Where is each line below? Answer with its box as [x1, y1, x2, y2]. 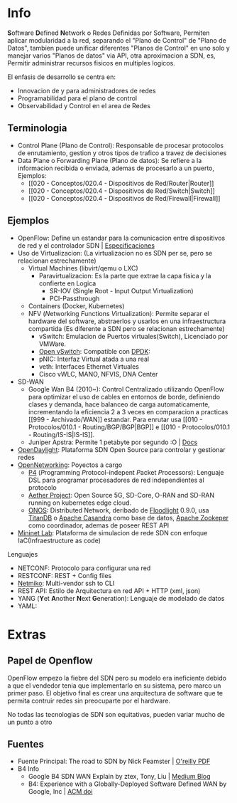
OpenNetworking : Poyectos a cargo [17, 461, 123, 469]
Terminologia [7, 122, 67, 135]
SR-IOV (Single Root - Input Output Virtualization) [49, 286, 194, 295]
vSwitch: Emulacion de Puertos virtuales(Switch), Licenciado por [38, 332, 228, 340]
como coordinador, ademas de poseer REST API [28, 521, 170, 530]
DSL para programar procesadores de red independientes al [28, 476, 204, 484]
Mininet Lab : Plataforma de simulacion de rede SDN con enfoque [17, 528, 208, 537]
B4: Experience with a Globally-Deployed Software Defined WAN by [28, 780, 227, 788]
